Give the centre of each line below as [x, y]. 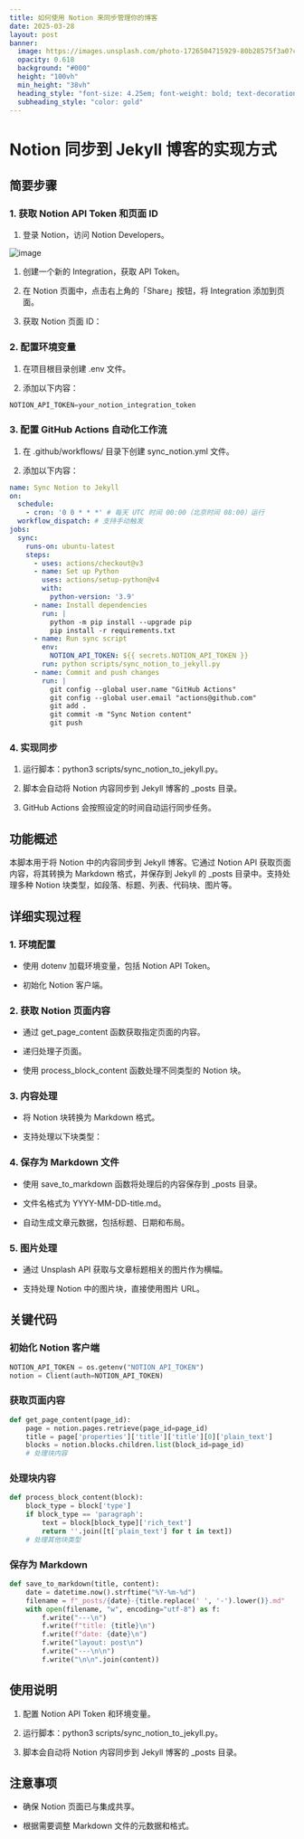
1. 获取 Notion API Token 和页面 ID [84, 213]
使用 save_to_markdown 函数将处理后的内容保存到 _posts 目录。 [142, 1184]
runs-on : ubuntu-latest [71, 546]
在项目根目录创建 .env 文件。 [76, 368]
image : [30, 52]
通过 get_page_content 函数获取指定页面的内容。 [114, 1032]
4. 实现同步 [33, 748]
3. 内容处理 [33, 1096]
